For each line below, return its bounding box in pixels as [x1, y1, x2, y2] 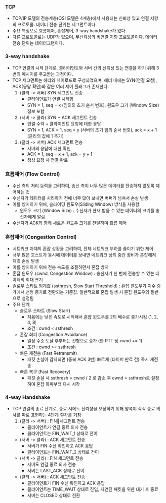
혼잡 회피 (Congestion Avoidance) [19, 331, 87, 338]
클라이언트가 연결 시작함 [27, 96, 74, 102]
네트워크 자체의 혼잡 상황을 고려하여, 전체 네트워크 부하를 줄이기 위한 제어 [12, 246, 154, 251]
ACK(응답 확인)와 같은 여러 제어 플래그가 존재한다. [12, 83, 109, 89]
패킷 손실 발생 [12, 258, 39, 264]
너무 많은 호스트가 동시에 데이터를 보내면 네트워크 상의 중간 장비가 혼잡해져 [12, 252, 157, 258]
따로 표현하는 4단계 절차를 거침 [21, 412, 82, 418]
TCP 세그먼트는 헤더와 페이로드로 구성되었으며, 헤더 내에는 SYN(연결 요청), [12, 77, 157, 83]
